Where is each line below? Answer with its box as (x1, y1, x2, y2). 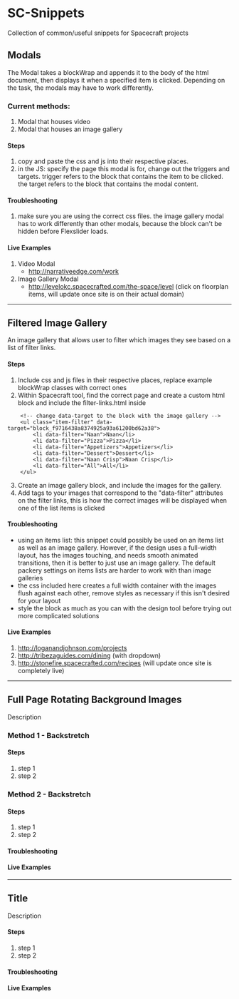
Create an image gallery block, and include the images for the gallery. (17, 481, 222, 489)
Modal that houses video (17, 118, 91, 126)
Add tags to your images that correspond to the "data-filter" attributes (17, 488, 223, 497)
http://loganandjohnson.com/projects (17, 644, 127, 652)
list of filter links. (7, 344, 56, 352)
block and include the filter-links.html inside (17, 398, 147, 407)
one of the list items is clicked (17, 503, 105, 512)
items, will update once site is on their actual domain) (28, 290, 185, 298)
